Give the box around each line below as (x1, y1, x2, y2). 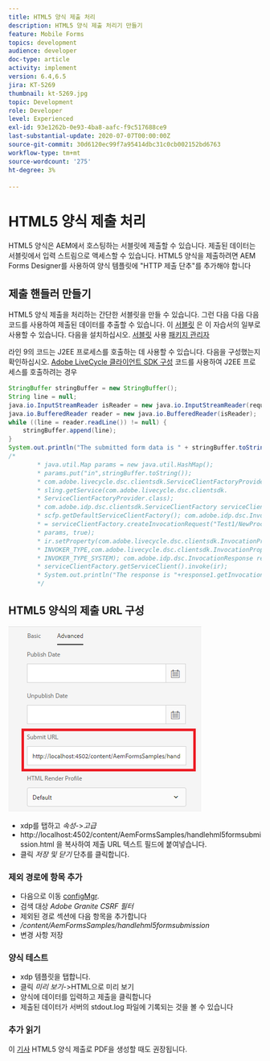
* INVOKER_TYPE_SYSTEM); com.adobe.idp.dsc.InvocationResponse (37, 554, 253, 562)
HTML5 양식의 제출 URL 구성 (8, 604, 145, 618)
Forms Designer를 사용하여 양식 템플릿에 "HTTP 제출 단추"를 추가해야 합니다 (8, 261, 252, 271)
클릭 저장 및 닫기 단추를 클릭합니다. (19, 849, 130, 859)
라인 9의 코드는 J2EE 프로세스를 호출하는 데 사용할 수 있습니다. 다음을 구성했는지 (8, 347, 261, 356)
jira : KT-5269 (8, 81, 56, 89)
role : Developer (8, 106, 63, 114)
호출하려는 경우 (29, 367, 78, 376)
